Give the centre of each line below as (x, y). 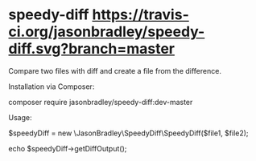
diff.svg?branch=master (92, 49)
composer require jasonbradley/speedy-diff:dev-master (101, 102)
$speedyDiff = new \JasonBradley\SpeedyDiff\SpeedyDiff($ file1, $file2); (128, 133)
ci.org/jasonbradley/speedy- (107, 32)
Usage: (20, 117)
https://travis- (140, 15)
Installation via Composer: (52, 87)
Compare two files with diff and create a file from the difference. (115, 70)
